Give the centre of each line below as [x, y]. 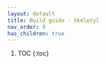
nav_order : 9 [26, 27]
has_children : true [36, 33]
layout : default [31, 14]
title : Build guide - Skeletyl [53, 20]
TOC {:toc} [33, 53]
